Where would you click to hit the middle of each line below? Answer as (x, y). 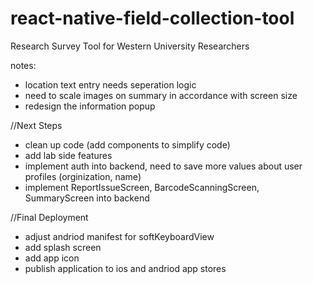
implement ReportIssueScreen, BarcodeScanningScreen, (142, 187)
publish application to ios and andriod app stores (125, 268)
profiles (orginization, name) (83, 176)
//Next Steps (36, 125)
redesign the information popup (90, 106)
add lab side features (68, 155)
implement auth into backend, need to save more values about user (163, 166)
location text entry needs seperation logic (110, 84)
